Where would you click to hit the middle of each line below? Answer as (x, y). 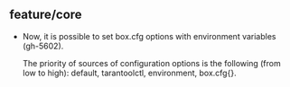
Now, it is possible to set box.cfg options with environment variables (149, 36)
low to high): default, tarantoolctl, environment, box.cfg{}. (129, 73)
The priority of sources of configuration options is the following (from (152, 63)
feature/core (46, 15)
